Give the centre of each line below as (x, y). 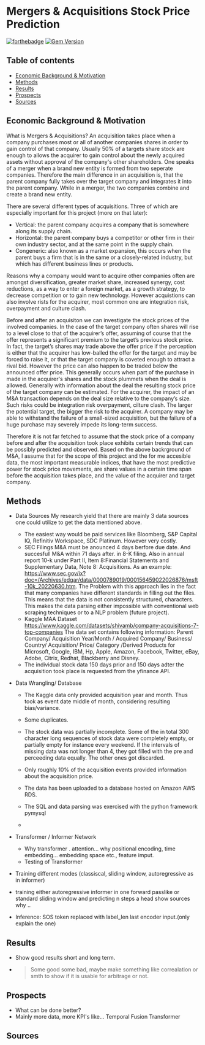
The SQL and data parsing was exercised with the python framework (111, 807)
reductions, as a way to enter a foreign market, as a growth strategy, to (96, 288)
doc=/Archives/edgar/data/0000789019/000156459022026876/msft (111, 580)
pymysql (35, 813)
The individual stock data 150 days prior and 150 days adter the (104, 665)
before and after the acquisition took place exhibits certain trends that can (100, 442)
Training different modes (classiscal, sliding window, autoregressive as (104, 874)
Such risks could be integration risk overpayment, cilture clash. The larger (99, 405)
